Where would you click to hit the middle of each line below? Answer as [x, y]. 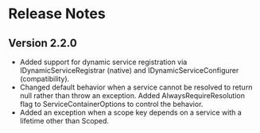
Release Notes [57, 14]
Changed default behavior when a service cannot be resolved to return [136, 87]
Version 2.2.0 [43, 43]
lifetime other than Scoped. [64, 121]
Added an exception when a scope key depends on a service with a [131, 112]
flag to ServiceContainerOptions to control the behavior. [111, 104]
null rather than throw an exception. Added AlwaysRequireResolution [132, 95]
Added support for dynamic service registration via [103, 62]
